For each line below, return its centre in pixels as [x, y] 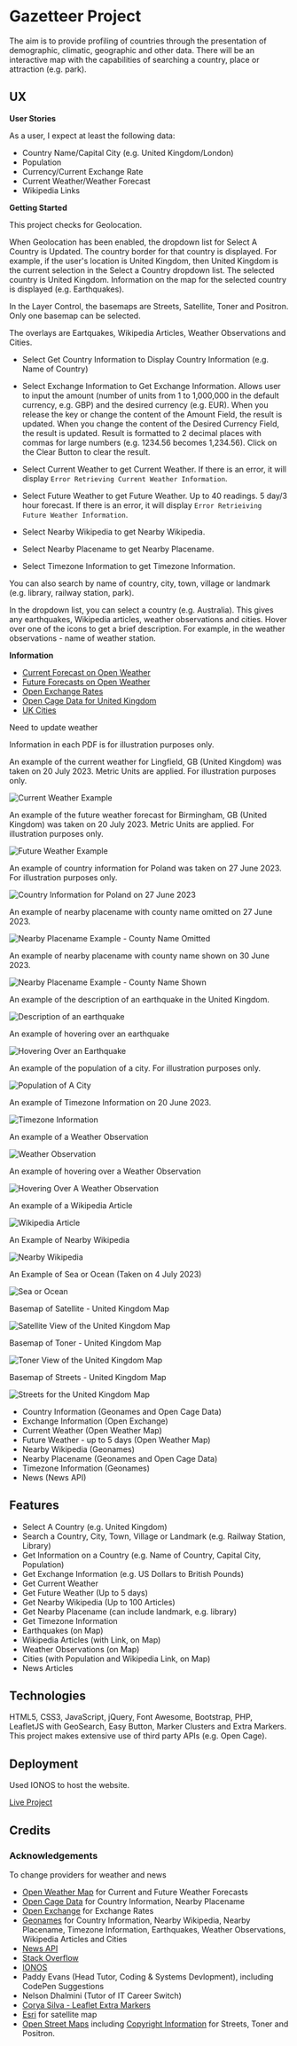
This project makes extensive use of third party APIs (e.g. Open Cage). [138, 1736]
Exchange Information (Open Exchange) [95, 1421]
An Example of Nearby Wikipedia [70, 1239]
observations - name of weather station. [83, 638]
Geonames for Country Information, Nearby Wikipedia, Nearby [136, 1920]
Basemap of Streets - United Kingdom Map [88, 1377]
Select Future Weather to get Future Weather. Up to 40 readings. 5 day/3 [155, 496]
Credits [30, 1830]
